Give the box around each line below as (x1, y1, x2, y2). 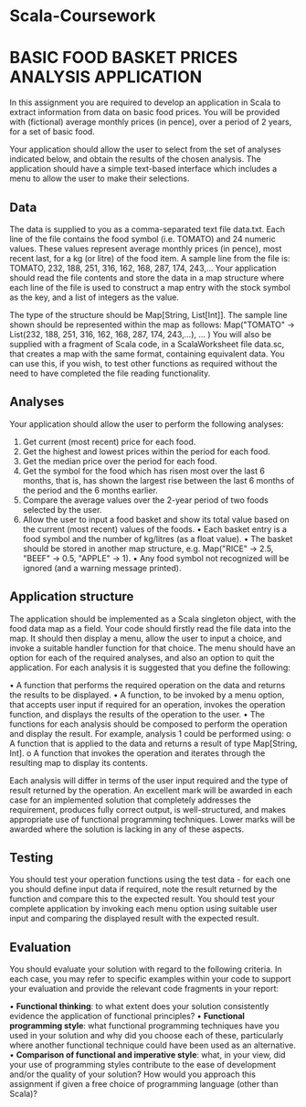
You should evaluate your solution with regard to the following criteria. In (9, 963, 282, 974)
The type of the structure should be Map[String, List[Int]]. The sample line (9, 309, 288, 320)
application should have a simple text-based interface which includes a (9, 164, 277, 175)
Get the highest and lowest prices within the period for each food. (22, 445, 271, 457)
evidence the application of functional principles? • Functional (9, 1011, 245, 1022)
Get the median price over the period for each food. (22, 455, 217, 466)
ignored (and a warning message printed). (22, 562, 182, 573)
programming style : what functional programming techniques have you (9, 1020, 280, 1031)
